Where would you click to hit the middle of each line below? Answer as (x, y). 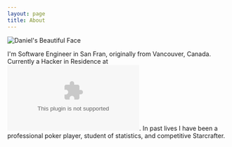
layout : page (26, 14)
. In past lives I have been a (179, 128)
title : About (26, 20)
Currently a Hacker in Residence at (58, 61)
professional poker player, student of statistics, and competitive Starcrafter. (116, 135)
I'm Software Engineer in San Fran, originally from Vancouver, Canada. (109, 54)
